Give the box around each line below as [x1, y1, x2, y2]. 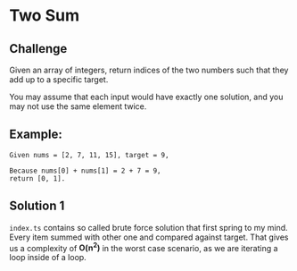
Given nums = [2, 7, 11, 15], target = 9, [9, 150, 169, 159]
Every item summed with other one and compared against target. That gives [9, 232, 289, 242]
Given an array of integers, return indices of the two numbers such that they [9, 64, 289, 75]
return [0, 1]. [9, 174, 66, 183]
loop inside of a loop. [9, 252, 87, 263]
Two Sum [9, 5, 80, 26]
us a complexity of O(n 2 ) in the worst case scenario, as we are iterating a [9, 241, 278, 253]
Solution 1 [9, 199, 65, 214]
